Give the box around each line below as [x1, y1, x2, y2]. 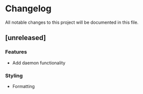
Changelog [5, 3, 52, 14]
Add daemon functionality [12, 60, 66, 66]
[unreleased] [5, 34, 46, 42]
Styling [5, 72, 23, 79]
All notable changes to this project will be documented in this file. [5, 19, 139, 25]
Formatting [12, 83, 35, 89]
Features [5, 48, 27, 55]
